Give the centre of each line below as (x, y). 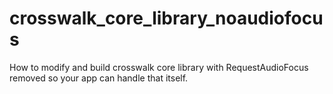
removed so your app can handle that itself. (99, 78)
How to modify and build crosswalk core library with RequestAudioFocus (159, 67)
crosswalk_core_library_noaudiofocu (166, 18)
